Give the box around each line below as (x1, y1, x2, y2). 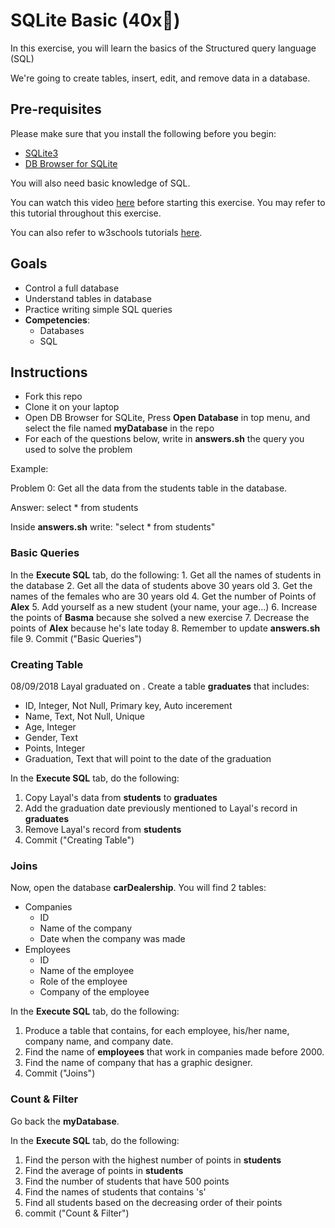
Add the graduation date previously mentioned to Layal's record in (24, 802, 298, 814)
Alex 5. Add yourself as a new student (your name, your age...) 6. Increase (10, 600, 318, 613)
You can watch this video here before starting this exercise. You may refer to (10, 196, 326, 208)
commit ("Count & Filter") (24, 1207, 130, 1219)
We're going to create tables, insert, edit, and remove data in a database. (10, 72, 311, 84)
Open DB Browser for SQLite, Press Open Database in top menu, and (24, 412, 311, 424)
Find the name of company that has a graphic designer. (24, 1057, 253, 1069)
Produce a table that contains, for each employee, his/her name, (24, 1025, 290, 1037)
